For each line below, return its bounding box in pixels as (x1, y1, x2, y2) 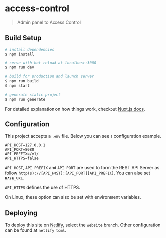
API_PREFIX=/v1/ (5, 152, 39, 157)
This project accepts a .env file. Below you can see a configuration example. (5, 133, 161, 139)
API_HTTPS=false (5, 156, 39, 161)
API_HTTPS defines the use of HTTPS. (5, 184, 81, 191)
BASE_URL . (5, 175, 25, 181)
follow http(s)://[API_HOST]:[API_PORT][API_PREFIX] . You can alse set (5, 170, 150, 176)
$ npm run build (5, 79, 39, 84)
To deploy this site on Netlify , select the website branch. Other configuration (5, 222, 161, 228)
